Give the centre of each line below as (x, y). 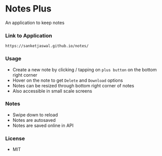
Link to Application (29, 36)
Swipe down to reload (35, 115)
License (15, 138)
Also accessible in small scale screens (52, 91)
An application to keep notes (35, 23)
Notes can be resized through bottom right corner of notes (73, 85)
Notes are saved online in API (43, 125)
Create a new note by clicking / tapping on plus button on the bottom (85, 69)
